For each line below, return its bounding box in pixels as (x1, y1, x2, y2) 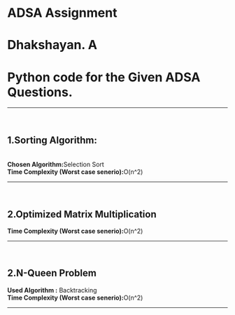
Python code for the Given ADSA (7, 69, 201, 85)
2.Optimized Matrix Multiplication (7, 208, 157, 220)
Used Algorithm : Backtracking (7, 286, 97, 294)
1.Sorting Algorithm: (7, 134, 98, 146)
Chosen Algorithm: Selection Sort (7, 160, 105, 169)
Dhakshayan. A (7, 37, 98, 53)
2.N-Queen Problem (7, 267, 97, 279)
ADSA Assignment (7, 5, 117, 21)
